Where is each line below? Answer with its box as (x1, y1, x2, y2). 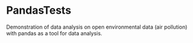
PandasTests (6, 4, 72, 17)
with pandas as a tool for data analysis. (6, 29, 103, 36)
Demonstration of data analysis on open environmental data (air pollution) (6, 23, 188, 30)
